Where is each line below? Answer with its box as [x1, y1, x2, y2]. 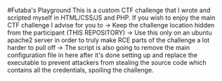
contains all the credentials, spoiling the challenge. [7, 66, 154, 74]
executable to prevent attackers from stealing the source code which [7, 58, 207, 66]
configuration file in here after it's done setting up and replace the [7, 51, 198, 59]
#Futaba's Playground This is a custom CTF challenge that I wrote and [7, 6, 211, 14]
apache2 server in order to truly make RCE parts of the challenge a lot [7, 36, 210, 44]
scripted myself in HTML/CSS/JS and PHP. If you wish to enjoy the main [7, 13, 216, 22]
